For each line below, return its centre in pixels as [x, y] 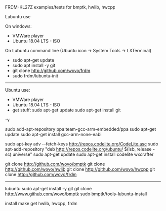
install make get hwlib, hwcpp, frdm [41, 203]
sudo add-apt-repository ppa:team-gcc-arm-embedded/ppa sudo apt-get [81, 129]
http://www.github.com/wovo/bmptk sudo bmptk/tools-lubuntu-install [76, 194]
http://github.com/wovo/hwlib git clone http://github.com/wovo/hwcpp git [80, 169]
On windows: [19, 26]
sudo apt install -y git [34, 65]
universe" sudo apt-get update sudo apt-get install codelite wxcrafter [83, 154]
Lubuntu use [18, 17]
